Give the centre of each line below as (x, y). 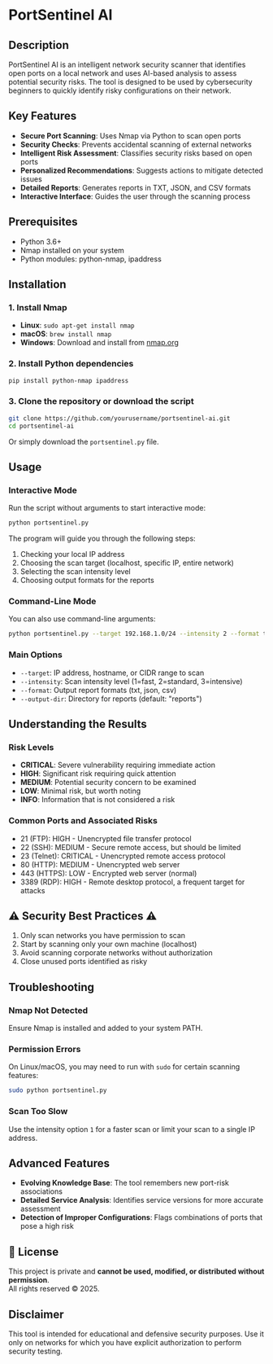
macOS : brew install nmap (66, 334)
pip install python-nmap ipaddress (69, 380)
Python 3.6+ (41, 241)
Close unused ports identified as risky (84, 962)
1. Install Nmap (38, 307)
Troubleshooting (52, 987)
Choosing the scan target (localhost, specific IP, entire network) (127, 563)
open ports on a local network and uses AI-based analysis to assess (123, 73)
